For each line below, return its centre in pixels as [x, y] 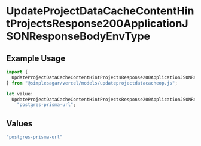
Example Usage [36, 58]
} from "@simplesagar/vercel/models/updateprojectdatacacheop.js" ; [92, 83]
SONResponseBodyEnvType [78, 36]
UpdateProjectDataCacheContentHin [100, 11]
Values [19, 123]
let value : [20, 94]
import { [17, 72]
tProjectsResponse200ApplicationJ [97, 24]
